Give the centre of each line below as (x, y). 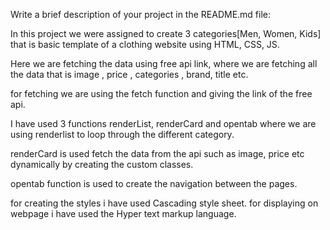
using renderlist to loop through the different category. (122, 134)
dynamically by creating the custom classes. (102, 164)
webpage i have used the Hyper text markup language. (123, 213)
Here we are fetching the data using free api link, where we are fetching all (164, 63)
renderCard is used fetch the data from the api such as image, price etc (157, 153)
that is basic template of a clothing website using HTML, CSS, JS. (145, 44)
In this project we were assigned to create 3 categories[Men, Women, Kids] (166, 33)
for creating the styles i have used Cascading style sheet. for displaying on (164, 203)
